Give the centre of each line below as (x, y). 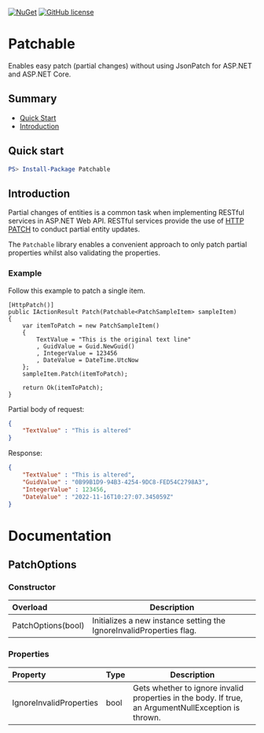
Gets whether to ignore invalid (188, 687)
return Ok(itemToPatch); (63, 387)
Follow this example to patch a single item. (77, 291)
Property (29, 675)
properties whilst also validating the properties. (84, 253)
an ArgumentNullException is (187, 707)
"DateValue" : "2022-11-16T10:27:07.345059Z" (98, 497)
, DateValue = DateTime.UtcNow (88, 360)
